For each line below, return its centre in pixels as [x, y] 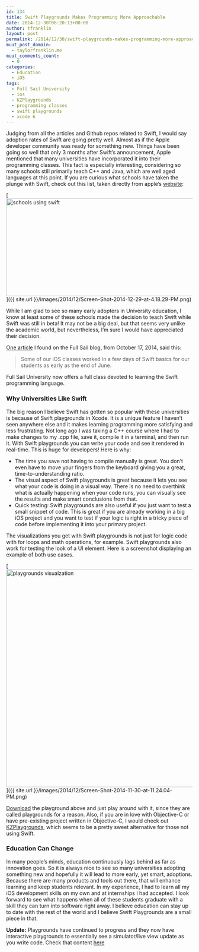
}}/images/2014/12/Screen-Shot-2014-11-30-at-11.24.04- [103, 790]
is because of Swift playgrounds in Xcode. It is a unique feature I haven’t [94, 418]
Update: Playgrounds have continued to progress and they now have [90, 929]
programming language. [36, 383]
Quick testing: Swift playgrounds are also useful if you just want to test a [103, 505]
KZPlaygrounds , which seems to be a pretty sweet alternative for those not [97, 827]
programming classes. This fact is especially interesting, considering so [94, 165]
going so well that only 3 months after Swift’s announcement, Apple [89, 153]
